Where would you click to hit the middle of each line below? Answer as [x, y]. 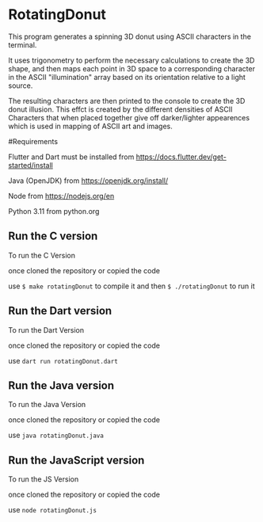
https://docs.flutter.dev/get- [181, 157]
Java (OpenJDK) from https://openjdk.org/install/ [88, 181]
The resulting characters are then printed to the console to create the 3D [127, 101]
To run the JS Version [44, 479]
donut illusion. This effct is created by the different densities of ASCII [120, 109]
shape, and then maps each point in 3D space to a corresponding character [132, 68]
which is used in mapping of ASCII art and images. [90, 126]
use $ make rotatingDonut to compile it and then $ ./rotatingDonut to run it [131, 286]
